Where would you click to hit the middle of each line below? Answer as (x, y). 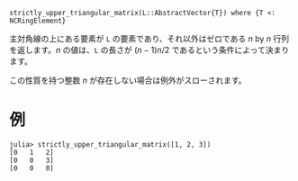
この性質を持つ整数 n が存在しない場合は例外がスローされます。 (128, 80)
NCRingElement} (38, 21)
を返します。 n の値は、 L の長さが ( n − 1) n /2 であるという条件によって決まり (149, 50)
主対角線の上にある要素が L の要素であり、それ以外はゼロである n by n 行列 (149, 39)
